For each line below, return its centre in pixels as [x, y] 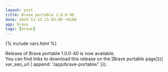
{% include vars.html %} [31, 43]
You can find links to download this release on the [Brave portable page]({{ [84, 59]
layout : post [19, 10]
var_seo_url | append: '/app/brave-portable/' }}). [56, 64]
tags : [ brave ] [20, 29]
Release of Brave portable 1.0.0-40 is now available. [60, 54]
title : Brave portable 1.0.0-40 [40, 15]
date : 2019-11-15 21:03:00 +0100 [41, 19]
